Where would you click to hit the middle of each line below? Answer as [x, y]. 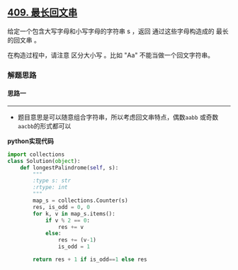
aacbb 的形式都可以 [44, 125]
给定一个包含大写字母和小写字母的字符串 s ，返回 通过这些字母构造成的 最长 [118, 31]
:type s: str [52, 181]
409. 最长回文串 [42, 13]
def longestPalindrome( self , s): [69, 168]
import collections [36, 154]
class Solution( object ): [44, 161]
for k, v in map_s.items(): [74, 214]
